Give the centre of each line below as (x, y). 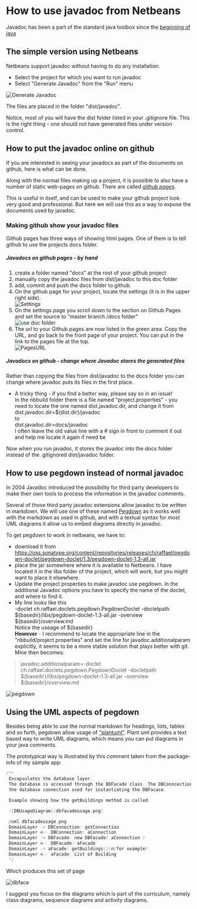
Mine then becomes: (39, 652)
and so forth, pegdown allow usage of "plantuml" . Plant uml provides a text (96, 732)
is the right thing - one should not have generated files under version (89, 124)
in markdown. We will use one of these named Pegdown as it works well (93, 511)
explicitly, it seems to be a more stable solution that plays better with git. (102, 646)
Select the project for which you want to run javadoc (78, 77)
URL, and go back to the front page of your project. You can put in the (99, 335)
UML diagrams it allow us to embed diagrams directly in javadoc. (84, 523)
